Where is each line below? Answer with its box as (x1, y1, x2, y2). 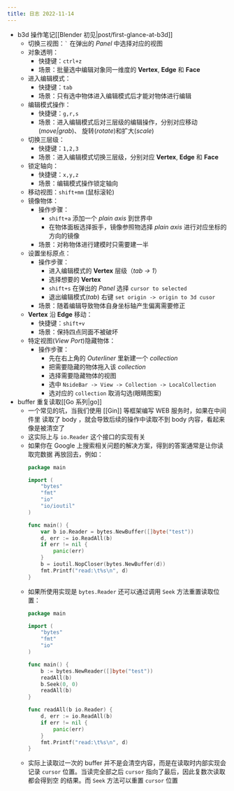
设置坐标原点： (27, 249, 71, 257)
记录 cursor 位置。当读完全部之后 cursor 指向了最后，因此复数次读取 (27, 767, 226, 776)
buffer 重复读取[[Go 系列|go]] (17, 397, 103, 406)
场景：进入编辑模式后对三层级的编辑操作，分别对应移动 (38, 117, 198, 126)
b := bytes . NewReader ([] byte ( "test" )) (41, 667, 154, 675)
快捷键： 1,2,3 (38, 144, 79, 152)
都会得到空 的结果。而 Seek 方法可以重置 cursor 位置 (27, 776, 178, 785)
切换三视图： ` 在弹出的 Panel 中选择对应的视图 (27, 39, 163, 48)
